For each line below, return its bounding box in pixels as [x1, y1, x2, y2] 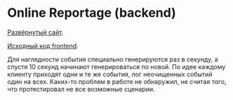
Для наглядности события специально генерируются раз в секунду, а [7, 55, 219, 64]
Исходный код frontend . [7, 41, 79, 50]
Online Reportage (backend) [7, 5, 177, 21]
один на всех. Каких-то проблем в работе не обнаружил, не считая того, [7, 77, 227, 85]
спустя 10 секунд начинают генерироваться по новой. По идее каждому [7, 62, 226, 71]
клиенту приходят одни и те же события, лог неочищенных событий [7, 70, 213, 78]
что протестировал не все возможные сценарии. [7, 85, 156, 93]
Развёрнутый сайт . [7, 28, 64, 36]
